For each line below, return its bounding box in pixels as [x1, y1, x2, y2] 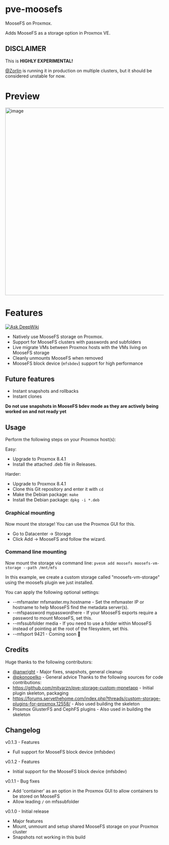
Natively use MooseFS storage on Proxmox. [12, 333, 104, 340]
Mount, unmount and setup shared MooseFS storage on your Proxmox [12, 823, 158, 829]
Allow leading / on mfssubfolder [12, 799, 79, 805]
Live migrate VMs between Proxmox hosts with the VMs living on [12, 344, 147, 350]
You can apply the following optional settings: [5, 589, 100, 595]
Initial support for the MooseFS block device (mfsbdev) [12, 769, 127, 775]
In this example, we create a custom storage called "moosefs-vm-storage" [5, 574, 160, 580]
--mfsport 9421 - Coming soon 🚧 [12, 631, 81, 637]
